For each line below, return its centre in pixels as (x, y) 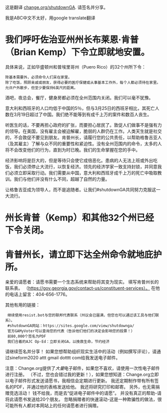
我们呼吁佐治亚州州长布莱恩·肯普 (72, 40)
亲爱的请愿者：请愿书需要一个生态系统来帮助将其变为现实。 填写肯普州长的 (82, 282)
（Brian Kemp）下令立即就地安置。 (78, 52)
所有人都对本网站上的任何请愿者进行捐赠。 (57, 406)
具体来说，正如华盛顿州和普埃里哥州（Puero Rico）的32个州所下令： (76, 67)
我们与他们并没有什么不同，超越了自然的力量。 (62, 179)
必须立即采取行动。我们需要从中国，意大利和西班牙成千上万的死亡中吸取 (83, 172)
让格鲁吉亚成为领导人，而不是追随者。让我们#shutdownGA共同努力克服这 (81, 189)
